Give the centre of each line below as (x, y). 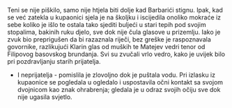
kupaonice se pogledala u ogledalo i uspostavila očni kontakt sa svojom (120, 82)
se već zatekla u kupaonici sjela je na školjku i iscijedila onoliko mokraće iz (114, 17)
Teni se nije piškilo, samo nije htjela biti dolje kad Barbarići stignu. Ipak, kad (115, 10)
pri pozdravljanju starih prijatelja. (54, 61)
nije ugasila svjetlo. (45, 97)
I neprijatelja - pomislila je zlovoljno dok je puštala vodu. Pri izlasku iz (116, 75)
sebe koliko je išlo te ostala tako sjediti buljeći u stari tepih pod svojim (107, 25)
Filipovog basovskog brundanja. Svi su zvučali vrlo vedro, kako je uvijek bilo (116, 54)
